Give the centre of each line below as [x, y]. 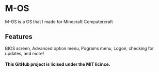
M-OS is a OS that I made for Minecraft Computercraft [59, 22]
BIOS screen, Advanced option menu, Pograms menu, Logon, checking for [79, 48]
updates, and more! [24, 53]
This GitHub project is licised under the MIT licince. [58, 64]
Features [19, 37]
